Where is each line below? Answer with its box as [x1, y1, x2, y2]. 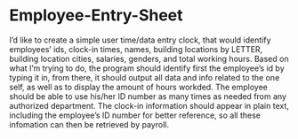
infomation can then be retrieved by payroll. [9, 119, 169, 129]
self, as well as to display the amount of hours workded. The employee [9, 81, 269, 92]
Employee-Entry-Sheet [9, 5, 184, 26]
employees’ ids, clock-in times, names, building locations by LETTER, [9, 43, 263, 54]
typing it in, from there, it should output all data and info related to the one [9, 72, 280, 82]
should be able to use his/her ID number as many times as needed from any [9, 90, 287, 102]
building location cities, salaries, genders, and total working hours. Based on [9, 53, 289, 64]
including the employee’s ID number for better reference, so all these [9, 110, 261, 120]
